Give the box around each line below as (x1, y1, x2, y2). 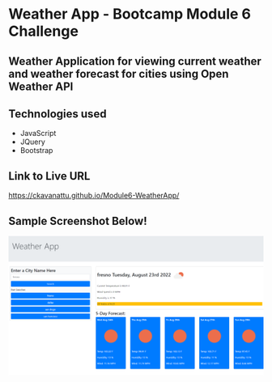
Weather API (8, 79, 74, 93)
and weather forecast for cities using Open (8, 66, 229, 81)
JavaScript (19, 129, 57, 138)
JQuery (19, 137, 46, 146)
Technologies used (8, 107, 107, 121)
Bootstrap (19, 146, 53, 155)
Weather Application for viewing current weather (8, 54, 261, 68)
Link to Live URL (8, 169, 91, 183)
